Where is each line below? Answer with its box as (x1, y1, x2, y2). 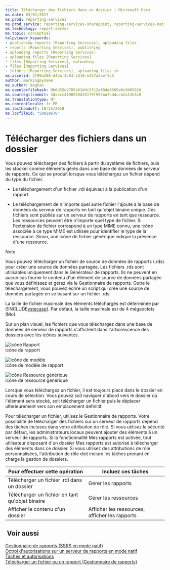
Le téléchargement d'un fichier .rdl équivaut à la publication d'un (12, 186, 148, 192)
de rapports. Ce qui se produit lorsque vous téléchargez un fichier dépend (5, 170, 160, 177)
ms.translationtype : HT (5, 97, 56, 102)
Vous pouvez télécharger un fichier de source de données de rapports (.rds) (5, 258, 164, 265)
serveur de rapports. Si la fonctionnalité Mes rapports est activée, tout (5, 434, 152, 441)
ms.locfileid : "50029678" (5, 111, 60, 116)
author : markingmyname (5, 78, 53, 83)
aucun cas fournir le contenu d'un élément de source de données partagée (5, 274, 162, 281)
